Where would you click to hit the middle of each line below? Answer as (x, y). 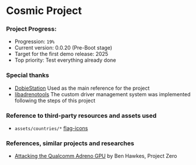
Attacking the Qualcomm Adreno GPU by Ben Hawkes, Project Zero (96, 156)
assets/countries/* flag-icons (51, 128)
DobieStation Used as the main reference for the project (82, 88)
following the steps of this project (55, 100)
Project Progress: (31, 29)
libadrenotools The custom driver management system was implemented (102, 94)
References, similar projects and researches (70, 143)
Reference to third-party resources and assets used (81, 115)
